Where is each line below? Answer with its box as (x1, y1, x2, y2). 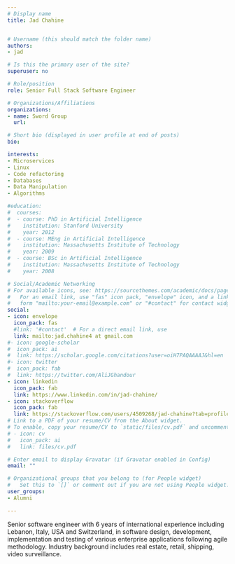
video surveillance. (7, 549, 62, 558)
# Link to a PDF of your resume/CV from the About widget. (7, 418, 183, 425)
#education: (7, 202, 42, 210)
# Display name (7, 10, 52, 18)
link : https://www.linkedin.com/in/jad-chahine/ (13, 391, 158, 398)
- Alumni (7, 495, 33, 502)
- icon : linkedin (7, 378, 58, 385)
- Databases (7, 177, 42, 184)
